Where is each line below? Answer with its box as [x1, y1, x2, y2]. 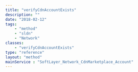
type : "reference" [5, 50, 44, 55]
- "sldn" [14, 31, 33, 36]
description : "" [5, 12, 40, 17]
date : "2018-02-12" [5, 17, 47, 22]
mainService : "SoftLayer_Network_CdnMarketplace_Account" [5, 59, 134, 64]
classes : [5, 41, 24, 46]
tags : [5, 21, 17, 27]
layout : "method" [5, 54, 42, 60]
